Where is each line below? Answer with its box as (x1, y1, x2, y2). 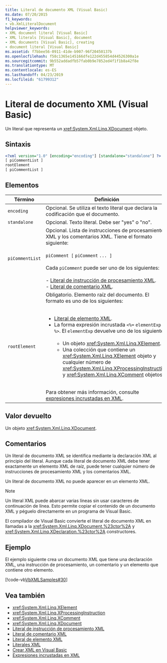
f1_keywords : (5, 16, 32, 21)
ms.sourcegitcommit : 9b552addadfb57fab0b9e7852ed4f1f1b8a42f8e (5, 58, 139, 63)
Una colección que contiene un (62, 346, 136, 353)
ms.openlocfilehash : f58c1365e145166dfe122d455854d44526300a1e (5, 53, 139, 59)
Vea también (5, 591, 45, 600)
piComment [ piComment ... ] (45, 253, 112, 258)
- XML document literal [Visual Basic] (5, 30, 88, 35)
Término (14, 196, 35, 203)
